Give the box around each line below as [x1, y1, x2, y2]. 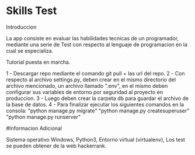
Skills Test [6, 4, 57, 18]
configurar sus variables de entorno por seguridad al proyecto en [6, 88, 163, 95]
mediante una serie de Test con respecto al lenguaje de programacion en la [6, 41, 188, 48]
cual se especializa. [6, 47, 54, 54]
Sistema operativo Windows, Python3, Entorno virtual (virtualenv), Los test [6, 136, 186, 143]
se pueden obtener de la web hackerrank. [6, 142, 107, 149]
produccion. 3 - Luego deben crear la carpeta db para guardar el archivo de [6, 95, 189, 102]
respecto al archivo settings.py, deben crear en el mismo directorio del [6, 76, 176, 83]
